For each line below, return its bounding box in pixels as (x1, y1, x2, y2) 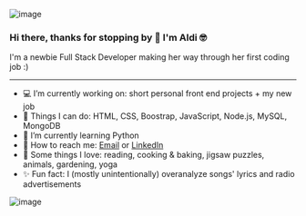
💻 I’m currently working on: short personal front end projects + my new (22, 88, 292, 99)
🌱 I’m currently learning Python (22, 130, 139, 141)
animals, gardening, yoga (22, 159, 118, 170)
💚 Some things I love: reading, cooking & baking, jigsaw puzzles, (22, 150, 265, 161)
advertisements (22, 179, 82, 190)
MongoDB (22, 121, 61, 132)
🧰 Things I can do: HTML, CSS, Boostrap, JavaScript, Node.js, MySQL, (22, 111, 288, 122)
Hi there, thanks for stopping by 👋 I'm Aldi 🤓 (9, 31, 208, 44)
